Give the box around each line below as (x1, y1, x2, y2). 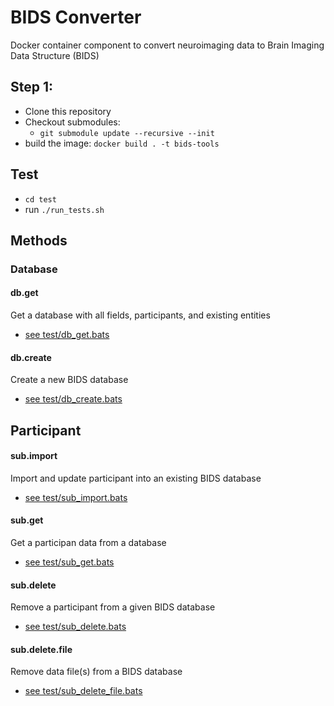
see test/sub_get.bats (24, 556, 115, 568)
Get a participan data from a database (10, 537, 167, 549)
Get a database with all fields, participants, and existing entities (10, 309, 271, 321)
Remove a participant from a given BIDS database (10, 601, 216, 613)
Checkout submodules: (24, 116, 121, 128)
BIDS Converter (10, 6, 142, 29)
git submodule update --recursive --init (39, 128, 215, 138)
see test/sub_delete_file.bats (24, 685, 143, 697)
